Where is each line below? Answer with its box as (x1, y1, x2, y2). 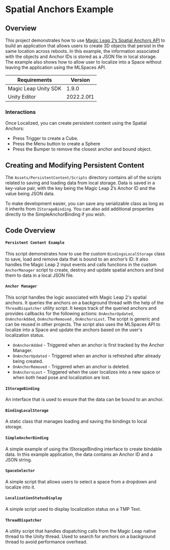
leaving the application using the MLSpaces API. (5, 65, 107, 70)
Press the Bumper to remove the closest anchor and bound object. (12, 146, 152, 152)
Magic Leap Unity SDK (8, 85, 62, 92)
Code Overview (5, 226, 56, 235)
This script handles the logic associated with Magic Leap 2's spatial (5, 294, 147, 300)
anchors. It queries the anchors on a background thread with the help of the (5, 299, 164, 306)
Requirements (17, 76, 52, 83)
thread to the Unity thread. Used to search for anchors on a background (5, 533, 156, 540)
